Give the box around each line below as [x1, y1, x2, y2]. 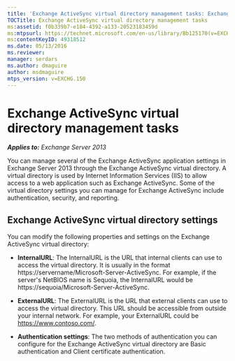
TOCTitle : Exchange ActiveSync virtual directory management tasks [7, 17, 208, 24]
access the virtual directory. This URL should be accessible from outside [17, 304, 227, 313]
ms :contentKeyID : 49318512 [7, 36, 86, 43]
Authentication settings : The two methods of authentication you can [17, 332, 218, 341]
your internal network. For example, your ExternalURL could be [17, 311, 199, 320]
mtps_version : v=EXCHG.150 [7, 75, 86, 82]
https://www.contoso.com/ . [17, 319, 97, 327]
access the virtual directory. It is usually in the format [17, 261, 171, 270]
